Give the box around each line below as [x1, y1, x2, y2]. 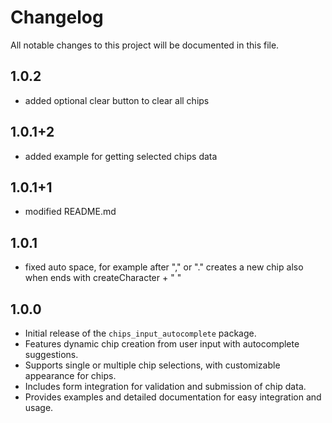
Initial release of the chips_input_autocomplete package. [24, 327, 257, 339]
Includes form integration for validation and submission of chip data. [24, 381, 307, 392]
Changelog [10, 6, 104, 29]
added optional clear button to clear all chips [24, 94, 210, 106]
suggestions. [24, 349, 79, 360]
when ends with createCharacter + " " [24, 272, 182, 284]
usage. [24, 402, 54, 413]
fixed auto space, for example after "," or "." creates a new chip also [24, 261, 304, 273]
